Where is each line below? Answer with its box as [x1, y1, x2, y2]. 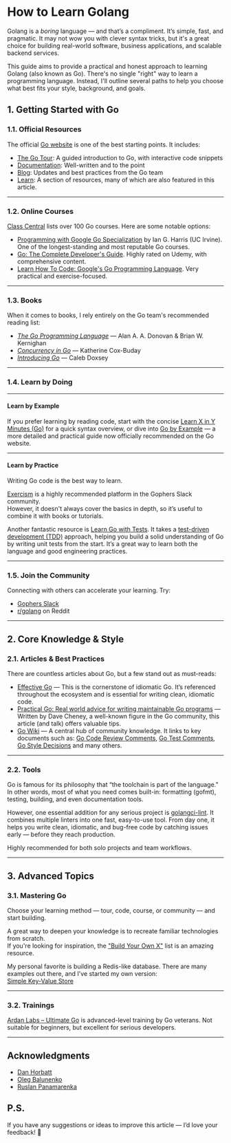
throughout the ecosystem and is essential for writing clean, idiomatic [16, 690, 215, 698]
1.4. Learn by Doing [7, 378, 73, 387]
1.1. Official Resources [7, 124, 82, 134]
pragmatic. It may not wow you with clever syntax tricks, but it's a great [7, 34, 210, 42]
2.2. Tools [7, 765, 41, 774]
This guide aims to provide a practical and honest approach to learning [7, 62, 208, 70]
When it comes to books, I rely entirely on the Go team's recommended [7, 311, 210, 320]
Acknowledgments [7, 1049, 91, 1061]
